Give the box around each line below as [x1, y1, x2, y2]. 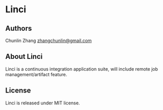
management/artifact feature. [5, 71, 67, 77]
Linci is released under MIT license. [5, 100, 80, 106]
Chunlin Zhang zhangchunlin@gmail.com [5, 37, 92, 43]
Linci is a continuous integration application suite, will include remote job [5, 65, 158, 72]
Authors [5, 24, 32, 33]
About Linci [5, 52, 43, 61]
